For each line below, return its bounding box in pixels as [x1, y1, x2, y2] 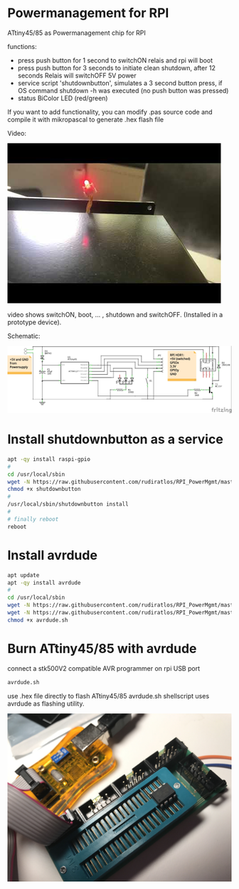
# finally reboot [7, 516, 59, 523]
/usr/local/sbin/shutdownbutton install [7, 501, 129, 508]
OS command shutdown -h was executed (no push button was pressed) [17, 86, 229, 95]
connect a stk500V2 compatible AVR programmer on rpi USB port [7, 664, 201, 673]
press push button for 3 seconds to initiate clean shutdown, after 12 [17, 63, 216, 72]
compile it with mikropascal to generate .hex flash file [7, 115, 164, 124]
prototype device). [7, 318, 62, 326]
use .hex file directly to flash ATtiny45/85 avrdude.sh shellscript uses [7, 691, 210, 700]
